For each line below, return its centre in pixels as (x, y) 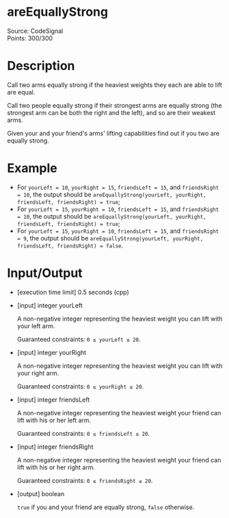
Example (32, 168)
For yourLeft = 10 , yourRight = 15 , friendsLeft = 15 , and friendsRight (118, 187)
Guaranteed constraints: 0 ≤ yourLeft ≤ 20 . (79, 339)
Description (41, 66)
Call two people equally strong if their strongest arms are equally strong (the (114, 105)
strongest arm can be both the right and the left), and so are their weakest (111, 112)
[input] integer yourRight (52, 352)
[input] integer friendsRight (55, 447)
